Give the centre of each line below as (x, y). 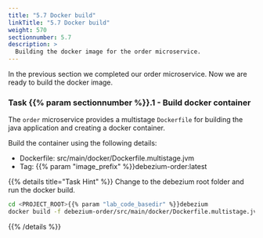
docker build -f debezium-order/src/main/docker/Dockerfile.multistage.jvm (134, 212)
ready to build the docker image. (61, 82)
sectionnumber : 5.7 (40, 37)
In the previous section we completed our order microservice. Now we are (128, 74)
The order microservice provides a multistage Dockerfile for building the (126, 120)
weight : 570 (27, 30)
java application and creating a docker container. (87, 128)
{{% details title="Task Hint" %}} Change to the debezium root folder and (126, 182)
